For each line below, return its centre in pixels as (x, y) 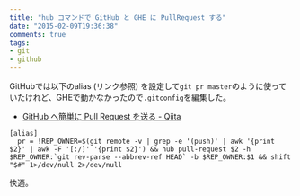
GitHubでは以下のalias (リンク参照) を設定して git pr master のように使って (148, 86)
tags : (19, 43)
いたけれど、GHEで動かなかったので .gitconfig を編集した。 (120, 97)
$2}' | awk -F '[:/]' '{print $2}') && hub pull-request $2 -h (130, 149)
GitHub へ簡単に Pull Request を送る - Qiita (101, 116)
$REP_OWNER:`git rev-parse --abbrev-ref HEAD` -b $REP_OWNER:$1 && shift (150, 157)
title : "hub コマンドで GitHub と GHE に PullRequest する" (118, 18)
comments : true (38, 34)
